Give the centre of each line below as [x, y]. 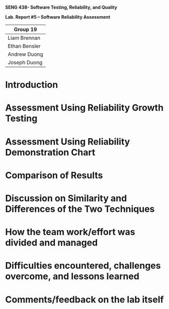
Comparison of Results [54, 175]
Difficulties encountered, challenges [83, 266]
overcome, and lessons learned [72, 277]
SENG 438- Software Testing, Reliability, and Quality [61, 7]
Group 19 [25, 29]
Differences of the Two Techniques [80, 209]
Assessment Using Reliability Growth [84, 108]
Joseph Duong [25, 62]
